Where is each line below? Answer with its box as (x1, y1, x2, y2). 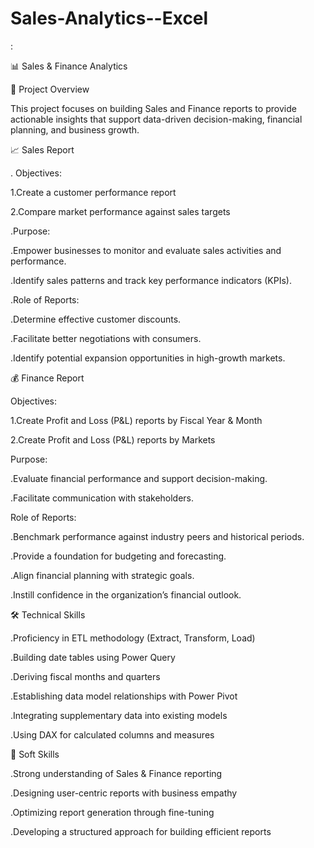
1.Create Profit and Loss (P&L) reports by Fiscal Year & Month (10, 414, 263, 426)
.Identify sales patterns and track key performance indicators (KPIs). (10, 274, 292, 286)
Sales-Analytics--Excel (10, 7, 209, 30)
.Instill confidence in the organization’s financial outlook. (10, 588, 242, 601)
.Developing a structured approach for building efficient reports (10, 825, 272, 837)
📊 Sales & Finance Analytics (10, 60, 128, 72)
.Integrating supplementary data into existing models (10, 709, 228, 721)
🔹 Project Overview (10, 83, 90, 95)
